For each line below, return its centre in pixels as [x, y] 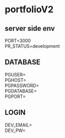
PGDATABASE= [21, 91]
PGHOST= [15, 80]
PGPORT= [15, 96]
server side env [30, 28]
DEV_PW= [15, 130]
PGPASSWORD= [22, 85]
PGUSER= [15, 74]
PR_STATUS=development [32, 46]
